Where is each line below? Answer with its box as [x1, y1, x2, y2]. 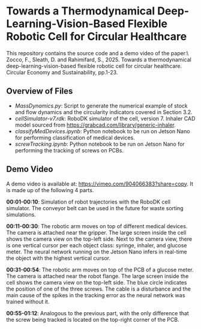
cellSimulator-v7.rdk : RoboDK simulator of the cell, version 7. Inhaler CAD [14, 115, 196, 122]
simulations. [6, 211, 36, 218]
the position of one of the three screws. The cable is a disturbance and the [6, 285, 191, 292]
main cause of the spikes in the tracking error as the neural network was [6, 291, 185, 298]
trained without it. [6, 298, 50, 305]
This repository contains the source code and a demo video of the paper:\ [6, 49, 189, 56]
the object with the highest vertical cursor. [6, 254, 111, 262]
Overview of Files [6, 86, 73, 97]
